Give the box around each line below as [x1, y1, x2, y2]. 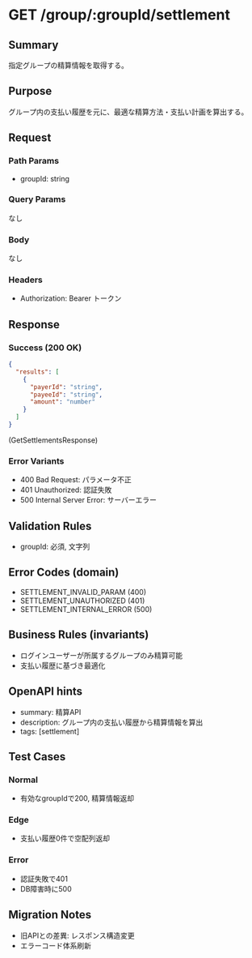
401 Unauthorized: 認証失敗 [19, 485, 112, 495]
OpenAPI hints [8, 685, 83, 699]
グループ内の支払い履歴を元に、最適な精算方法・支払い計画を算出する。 [8, 107, 249, 117]
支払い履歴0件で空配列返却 [19, 833, 111, 844]
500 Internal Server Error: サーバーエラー [19, 495, 157, 505]
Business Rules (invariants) [8, 628, 149, 642]
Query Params [8, 194, 66, 205]
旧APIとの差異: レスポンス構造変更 [19, 930, 135, 940]
